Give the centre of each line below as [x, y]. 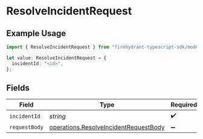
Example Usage [36, 33]
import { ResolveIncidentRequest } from [58, 47]
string [58, 116]
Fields [18, 88]
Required [184, 105]
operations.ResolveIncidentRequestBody [107, 128]
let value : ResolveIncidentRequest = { [56, 58]
